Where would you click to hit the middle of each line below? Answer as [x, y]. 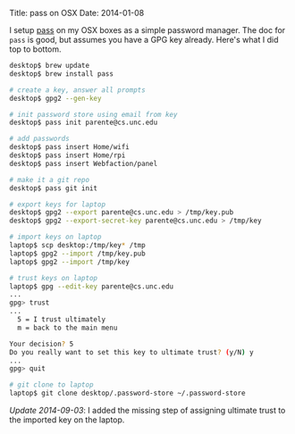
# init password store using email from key [93, 114]
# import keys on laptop [55, 237]
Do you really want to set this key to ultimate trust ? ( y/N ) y [131, 352]
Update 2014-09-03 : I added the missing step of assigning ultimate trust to [147, 410]
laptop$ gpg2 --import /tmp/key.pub [77, 254]
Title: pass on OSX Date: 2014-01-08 [77, 13]
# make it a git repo [50, 179]
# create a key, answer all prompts [77, 90]
